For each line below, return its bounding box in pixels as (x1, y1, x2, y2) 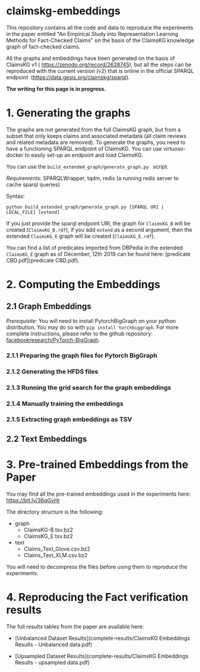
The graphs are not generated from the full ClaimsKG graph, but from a (6, 126, 181, 133)
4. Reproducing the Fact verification (6, 591, 189, 604)
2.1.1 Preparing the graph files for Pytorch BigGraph (6, 351, 158, 359)
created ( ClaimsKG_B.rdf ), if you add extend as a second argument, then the (6, 226, 193, 233)
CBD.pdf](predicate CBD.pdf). (6, 256, 80, 264)
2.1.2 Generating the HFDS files (6, 367, 99, 375)
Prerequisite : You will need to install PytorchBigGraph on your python (6, 317, 176, 324)
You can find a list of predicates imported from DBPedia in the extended (6, 244, 183, 251)
